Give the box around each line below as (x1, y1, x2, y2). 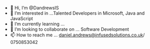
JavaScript (10, 16, 33, 21)
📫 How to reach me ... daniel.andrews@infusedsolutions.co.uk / (10, 32, 145, 38)
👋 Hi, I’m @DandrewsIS (10, 5, 59, 11)
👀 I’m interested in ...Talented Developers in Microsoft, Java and (10, 10, 145, 16)
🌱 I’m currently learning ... (10, 21, 65, 27)
